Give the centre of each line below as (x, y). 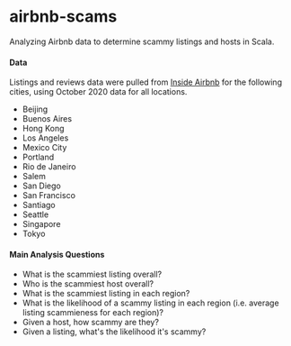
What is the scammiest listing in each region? (106, 294)
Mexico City (44, 148)
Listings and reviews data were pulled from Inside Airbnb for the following (146, 82)
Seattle (35, 214)
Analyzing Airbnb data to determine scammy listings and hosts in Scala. (142, 41)
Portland (38, 157)
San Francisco (49, 196)
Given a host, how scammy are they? (91, 323)
